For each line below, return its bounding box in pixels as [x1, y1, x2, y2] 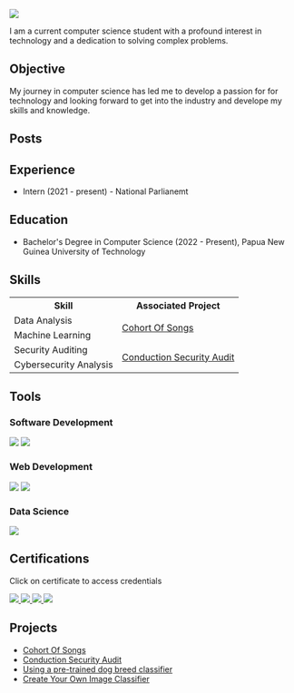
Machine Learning [14, 328, 92, 341]
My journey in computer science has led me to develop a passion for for [9, 85, 279, 96]
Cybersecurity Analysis [14, 358, 113, 371]
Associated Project [135, 299, 220, 312]
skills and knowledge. [9, 104, 91, 115]
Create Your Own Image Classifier [22, 673, 150, 684]
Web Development [9, 461, 93, 473]
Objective [9, 62, 66, 77]
